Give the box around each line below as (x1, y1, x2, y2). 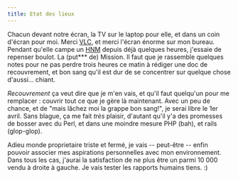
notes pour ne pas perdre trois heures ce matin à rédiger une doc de (7, 60, 208, 68)
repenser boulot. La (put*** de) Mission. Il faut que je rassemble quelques (7, 53, 224, 61)
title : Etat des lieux (7, 10, 75, 18)
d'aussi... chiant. (7, 75, 55, 84)
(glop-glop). (7, 126, 43, 135)
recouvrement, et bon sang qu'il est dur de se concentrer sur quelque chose (7, 67, 231, 76)
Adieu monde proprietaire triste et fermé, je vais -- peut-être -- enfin (7, 140, 208, 149)
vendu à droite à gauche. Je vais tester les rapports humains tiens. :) (7, 163, 208, 171)
